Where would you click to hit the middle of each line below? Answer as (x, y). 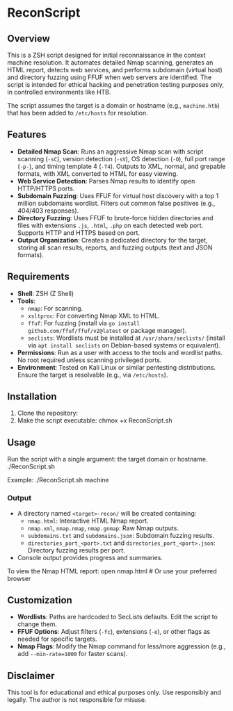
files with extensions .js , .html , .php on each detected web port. (110, 225)
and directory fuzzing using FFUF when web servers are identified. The (110, 77)
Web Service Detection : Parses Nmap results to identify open (106, 181)
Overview (29, 39)
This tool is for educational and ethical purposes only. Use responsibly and (114, 692)
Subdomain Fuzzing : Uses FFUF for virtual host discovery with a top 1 (118, 195)
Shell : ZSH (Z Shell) (46, 293)
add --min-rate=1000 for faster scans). (72, 654)
